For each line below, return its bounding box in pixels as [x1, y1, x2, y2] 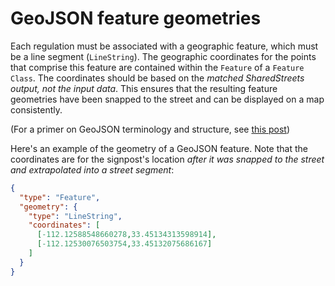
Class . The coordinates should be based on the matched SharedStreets [10, 72, 305, 84]
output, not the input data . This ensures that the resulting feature [10, 82, 278, 94]
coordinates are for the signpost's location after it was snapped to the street [10, 153, 325, 165]
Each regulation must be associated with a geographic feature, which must [10, 40, 319, 52]
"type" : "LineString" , [28, 211, 123, 221]
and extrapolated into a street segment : [10, 163, 175, 176]
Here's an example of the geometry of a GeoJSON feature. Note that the [10, 142, 308, 154]
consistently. [10, 103, 63, 116]
